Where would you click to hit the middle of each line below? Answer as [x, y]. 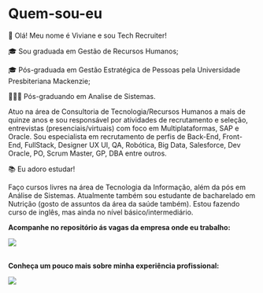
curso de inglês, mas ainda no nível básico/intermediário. [101, 212]
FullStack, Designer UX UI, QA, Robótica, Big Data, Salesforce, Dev [133, 145]
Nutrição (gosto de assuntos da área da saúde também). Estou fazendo [124, 203]
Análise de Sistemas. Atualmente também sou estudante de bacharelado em [132, 195]
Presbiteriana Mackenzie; [49, 81]
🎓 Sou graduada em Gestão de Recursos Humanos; [93, 51]
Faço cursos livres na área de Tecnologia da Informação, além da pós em [127, 187]
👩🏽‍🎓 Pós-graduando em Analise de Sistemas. [82, 96]
